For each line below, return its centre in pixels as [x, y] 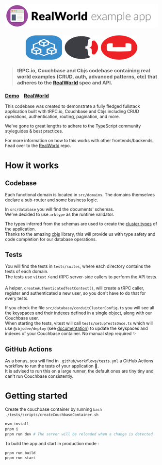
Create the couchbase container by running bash [54, 409]
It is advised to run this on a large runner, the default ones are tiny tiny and [79, 371]
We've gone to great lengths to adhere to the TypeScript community [73, 126]
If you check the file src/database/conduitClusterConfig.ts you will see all [80, 308]
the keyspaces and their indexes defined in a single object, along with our [79, 313]
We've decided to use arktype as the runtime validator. [60, 214]
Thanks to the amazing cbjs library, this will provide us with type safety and [80, 234]
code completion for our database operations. [51, 240]
